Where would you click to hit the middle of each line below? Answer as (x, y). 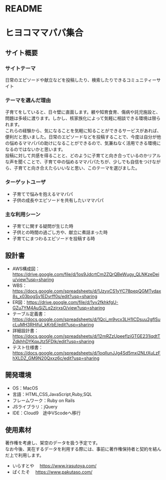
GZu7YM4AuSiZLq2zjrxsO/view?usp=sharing (58, 308)
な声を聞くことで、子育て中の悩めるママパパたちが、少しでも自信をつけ (79, 162)
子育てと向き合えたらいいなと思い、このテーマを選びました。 (77, 168)
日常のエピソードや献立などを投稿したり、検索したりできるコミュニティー (81, 80)
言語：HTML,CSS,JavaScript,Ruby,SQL (52, 394)
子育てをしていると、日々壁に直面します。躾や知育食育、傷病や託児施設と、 (83, 112)
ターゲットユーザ (26, 182)
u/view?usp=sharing (33, 280)
